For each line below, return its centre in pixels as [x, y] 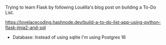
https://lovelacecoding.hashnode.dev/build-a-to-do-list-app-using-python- [83, 22]
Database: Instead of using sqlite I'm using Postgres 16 [69, 37]
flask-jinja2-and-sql [26, 27]
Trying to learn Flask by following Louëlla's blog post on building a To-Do [81, 7]
